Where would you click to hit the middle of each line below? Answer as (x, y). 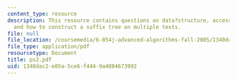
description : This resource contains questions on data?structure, (109, 20)
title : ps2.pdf (30, 60)
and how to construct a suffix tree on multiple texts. (97, 27)
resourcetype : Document (42, 54)
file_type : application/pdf (49, 46)
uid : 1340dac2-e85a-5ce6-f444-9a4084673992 (72, 66)
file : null (23, 33)
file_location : (30, 40)
